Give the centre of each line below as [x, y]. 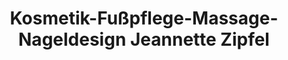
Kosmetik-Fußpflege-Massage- [144, 18]
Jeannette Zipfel [199, 39]
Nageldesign [72, 39]
